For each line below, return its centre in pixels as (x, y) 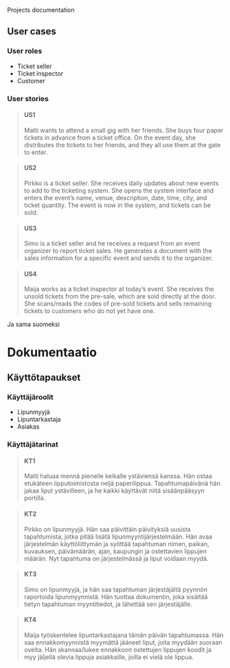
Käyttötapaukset (44, 377)
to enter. (36, 152)
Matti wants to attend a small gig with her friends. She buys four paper (124, 130)
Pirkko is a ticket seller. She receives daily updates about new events (121, 183)
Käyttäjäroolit (30, 397)
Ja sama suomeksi (34, 324)
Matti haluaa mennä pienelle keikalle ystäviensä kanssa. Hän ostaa (118, 476)
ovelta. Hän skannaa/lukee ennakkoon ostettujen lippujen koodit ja (117, 650)
